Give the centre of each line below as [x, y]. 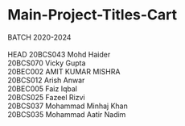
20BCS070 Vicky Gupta [47, 63]
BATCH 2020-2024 [39, 37]
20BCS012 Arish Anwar [46, 80]
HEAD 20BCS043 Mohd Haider [59, 54]
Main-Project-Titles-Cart [92, 15]
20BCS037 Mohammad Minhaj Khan [68, 106]
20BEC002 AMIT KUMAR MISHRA [64, 71]
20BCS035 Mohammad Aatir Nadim [67, 114]
